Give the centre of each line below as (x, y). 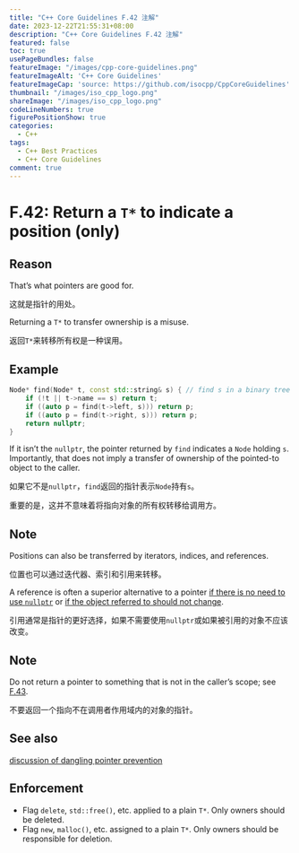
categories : (31, 126)
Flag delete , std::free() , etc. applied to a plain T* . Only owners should (154, 810)
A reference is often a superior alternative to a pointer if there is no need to (147, 592)
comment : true (36, 168)
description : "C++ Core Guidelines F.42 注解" (96, 34)
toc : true (28, 51)
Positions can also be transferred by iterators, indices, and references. (139, 556)
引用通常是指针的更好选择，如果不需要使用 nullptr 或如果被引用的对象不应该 (149, 621)
